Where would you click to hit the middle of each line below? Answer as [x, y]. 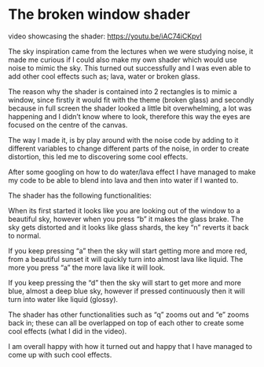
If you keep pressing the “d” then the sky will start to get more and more [125, 282]
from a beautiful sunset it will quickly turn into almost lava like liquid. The [126, 259]
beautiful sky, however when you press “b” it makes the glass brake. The [126, 219]
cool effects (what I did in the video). [68, 331]
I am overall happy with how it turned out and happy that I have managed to [130, 346]
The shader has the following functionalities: [80, 195]
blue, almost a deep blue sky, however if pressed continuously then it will [126, 291]
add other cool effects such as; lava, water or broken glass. [104, 76]
